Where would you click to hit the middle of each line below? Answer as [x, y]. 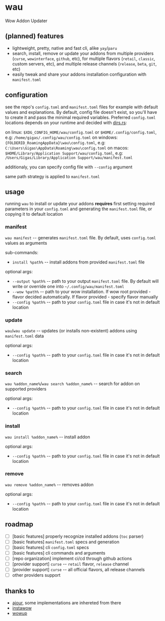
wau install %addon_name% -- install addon [48, 437]
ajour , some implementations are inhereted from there [67, 603]
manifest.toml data [25, 336]
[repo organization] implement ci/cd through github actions [72, 558]
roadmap [19, 524]
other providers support [36, 575]
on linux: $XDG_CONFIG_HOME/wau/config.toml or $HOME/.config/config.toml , [81, 132]
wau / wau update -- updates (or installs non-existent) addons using [71, 330]
